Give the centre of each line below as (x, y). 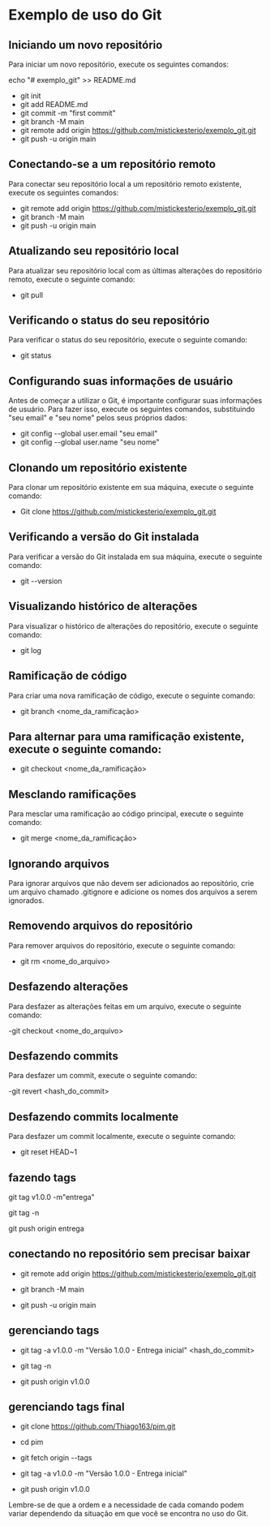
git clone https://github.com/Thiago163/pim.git (98, 1426)
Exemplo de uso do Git (85, 15)
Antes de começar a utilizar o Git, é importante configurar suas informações (135, 401)
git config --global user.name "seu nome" (90, 442)
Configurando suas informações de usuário (121, 381)
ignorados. (26, 900)
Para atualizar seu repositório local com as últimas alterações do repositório (135, 270)
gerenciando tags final (66, 1407)
